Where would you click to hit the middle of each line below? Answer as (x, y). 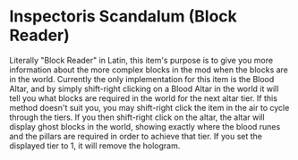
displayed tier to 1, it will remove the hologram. (95, 146)
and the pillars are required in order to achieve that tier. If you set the (136, 136)
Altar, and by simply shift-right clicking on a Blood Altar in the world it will (144, 88)
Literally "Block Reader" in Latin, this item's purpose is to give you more (141, 60)
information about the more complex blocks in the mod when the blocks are (149, 70)
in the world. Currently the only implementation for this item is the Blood (142, 79)
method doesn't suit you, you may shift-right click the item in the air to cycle (149, 107)
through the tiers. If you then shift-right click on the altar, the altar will (137, 117)
